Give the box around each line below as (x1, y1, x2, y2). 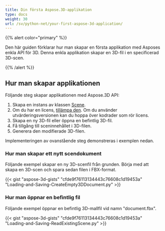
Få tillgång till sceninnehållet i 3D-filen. (12, 123, 92, 129)
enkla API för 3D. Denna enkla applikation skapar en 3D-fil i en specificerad (5, 50, 159, 56)
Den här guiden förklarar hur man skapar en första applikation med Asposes (5, 44, 161, 50)
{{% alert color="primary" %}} (5, 35, 67, 41)
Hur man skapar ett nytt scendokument (5, 150, 102, 157)
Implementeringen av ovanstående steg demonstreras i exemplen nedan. (5, 138, 155, 144)
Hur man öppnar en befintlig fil (5, 194, 81, 201)
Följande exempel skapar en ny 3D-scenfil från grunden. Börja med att (5, 161, 149, 167)
